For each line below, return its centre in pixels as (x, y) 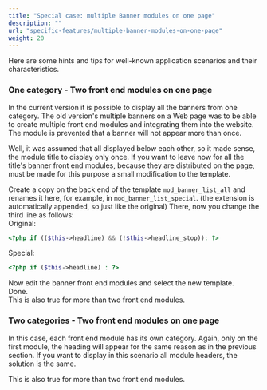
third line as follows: (41, 215)
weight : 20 (26, 38)
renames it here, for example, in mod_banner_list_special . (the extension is (132, 197)
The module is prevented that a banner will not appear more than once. (125, 133)
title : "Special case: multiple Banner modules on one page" (112, 16)
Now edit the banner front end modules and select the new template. (122, 283)
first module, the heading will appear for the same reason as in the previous (132, 346)
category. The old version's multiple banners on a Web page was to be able (132, 116)
